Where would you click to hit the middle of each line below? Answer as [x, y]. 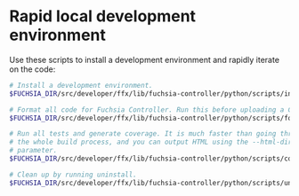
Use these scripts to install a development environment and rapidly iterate [145, 59]
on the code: [32, 69]
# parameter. [33, 151]
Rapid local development [103, 16]
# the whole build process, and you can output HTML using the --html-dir [151, 142]
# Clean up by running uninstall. [73, 175]
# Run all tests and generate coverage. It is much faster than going [143, 134]
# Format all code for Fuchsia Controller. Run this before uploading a [147, 110]
